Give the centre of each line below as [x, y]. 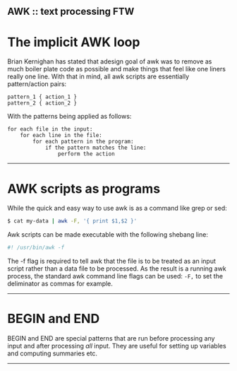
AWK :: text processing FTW [71, 12]
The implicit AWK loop [74, 42]
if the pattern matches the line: [96, 148]
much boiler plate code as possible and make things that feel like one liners [116, 69]
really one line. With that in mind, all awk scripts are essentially [98, 76]
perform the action [86, 154]
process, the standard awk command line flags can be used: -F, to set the [115, 276]
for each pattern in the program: [83, 142]
